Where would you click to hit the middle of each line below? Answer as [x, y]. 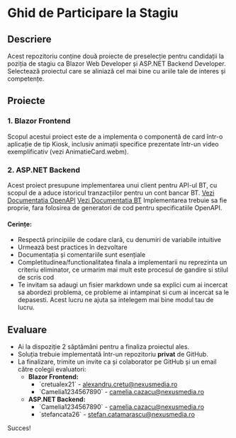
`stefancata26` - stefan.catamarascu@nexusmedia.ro [117, 414]
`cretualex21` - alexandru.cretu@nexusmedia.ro [108, 384]
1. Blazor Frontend [39, 121]
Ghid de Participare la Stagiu [93, 13]
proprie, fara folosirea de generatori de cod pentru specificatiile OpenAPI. [115, 207]
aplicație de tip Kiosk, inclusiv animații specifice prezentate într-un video [113, 144]
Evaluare [27, 329]
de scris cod [36, 277]
